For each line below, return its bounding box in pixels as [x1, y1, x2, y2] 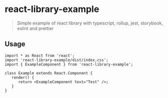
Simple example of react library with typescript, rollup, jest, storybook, [17, 20, 163, 26]
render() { [11, 75, 35, 80]
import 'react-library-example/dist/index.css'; [5, 57, 109, 62]
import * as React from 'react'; [5, 53, 75, 58]
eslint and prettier [17, 25, 54, 31]
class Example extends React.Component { [5, 70, 93, 75]
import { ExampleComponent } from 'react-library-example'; [5, 61, 134, 67]
